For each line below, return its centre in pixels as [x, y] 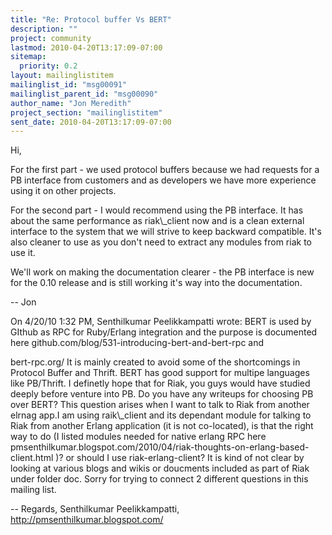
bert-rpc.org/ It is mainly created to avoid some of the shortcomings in [155, 362]
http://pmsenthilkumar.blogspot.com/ [87, 520]
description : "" [44, 29]
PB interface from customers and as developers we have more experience [163, 180]
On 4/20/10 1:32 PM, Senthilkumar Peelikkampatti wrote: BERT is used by [161, 322]
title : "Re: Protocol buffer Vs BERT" [91, 19]
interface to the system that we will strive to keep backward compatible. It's [166, 232]
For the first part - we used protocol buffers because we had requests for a [165, 170]
